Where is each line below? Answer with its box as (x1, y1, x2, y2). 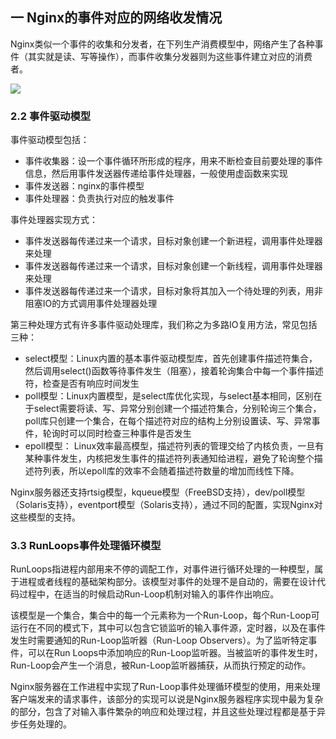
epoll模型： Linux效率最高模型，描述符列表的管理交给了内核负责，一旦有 (24, 440, 325, 452)
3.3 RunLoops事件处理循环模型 (10, 539, 162, 553)
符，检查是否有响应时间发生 (24, 378, 140, 390)
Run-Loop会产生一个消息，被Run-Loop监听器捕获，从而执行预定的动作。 (10, 659, 312, 672)
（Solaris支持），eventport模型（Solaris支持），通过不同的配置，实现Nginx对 (10, 499, 323, 511)
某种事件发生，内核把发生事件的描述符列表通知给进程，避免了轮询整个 (24, 453, 315, 465)
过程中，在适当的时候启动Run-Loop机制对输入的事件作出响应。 (18, 588, 280, 600)
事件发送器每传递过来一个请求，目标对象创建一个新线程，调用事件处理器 (24, 260, 323, 272)
